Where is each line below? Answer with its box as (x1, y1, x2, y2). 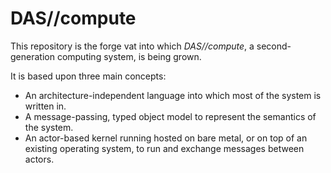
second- (256, 40, 292, 52)
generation (10, 50, 55, 62)
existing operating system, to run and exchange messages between (24, 142, 305, 154)
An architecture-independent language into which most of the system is (24, 89, 322, 101)
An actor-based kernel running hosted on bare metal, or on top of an (24, 132, 308, 144)
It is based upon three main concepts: (10, 70, 167, 82)
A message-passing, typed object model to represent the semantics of (24, 110, 317, 122)
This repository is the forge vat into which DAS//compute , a (10, 40, 255, 52)
